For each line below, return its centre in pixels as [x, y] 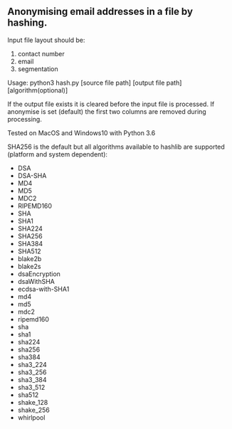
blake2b [30, 258]
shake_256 [33, 410]
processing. [25, 119]
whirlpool [31, 417]
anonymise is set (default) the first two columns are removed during [107, 111]
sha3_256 [32, 372]
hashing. [27, 23]
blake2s [29, 266]
